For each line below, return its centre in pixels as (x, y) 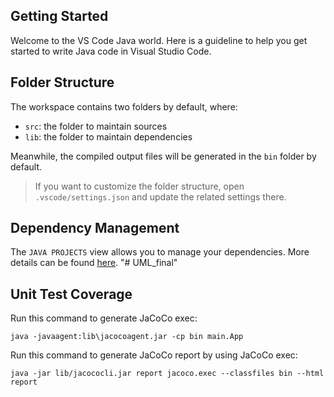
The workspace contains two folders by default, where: (124, 106)
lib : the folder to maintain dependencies (108, 136)
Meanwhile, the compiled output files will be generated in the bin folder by (163, 156)
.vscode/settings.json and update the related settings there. (160, 196)
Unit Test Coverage (71, 294)
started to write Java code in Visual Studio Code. (111, 51)
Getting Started (59, 16)
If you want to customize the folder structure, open (139, 186)
